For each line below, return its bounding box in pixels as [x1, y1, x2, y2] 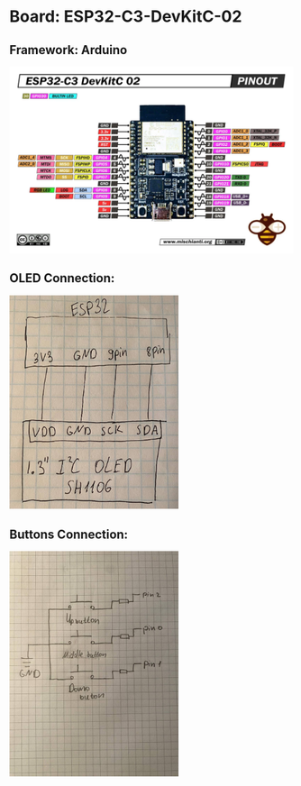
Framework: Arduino [9, 42, 128, 58]
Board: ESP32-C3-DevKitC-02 [9, 6, 242, 27]
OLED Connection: [9, 270, 115, 286]
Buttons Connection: [9, 526, 129, 542]
